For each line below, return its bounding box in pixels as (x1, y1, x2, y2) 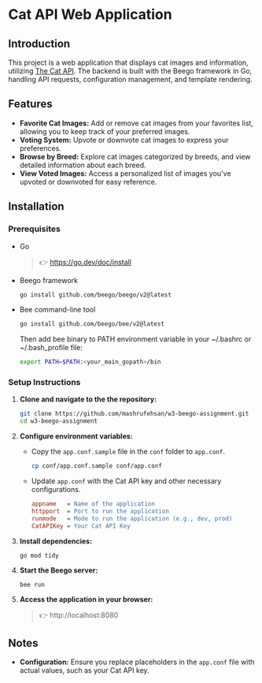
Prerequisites (8, 223, 61, 234)
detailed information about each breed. (19, 160, 147, 170)
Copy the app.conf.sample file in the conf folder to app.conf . (31, 447, 226, 457)
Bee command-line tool (19, 305, 96, 315)
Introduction (8, 37, 71, 50)
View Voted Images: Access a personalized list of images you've (19, 168, 231, 178)
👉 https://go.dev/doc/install (39, 257, 132, 267)
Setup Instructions (8, 377, 81, 388)
